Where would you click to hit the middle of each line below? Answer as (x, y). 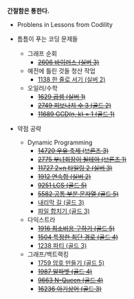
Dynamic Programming (60, 142)
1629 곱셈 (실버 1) (62, 97)
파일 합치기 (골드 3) (64, 211)
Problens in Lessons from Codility (65, 25)
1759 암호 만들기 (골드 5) (71, 263)
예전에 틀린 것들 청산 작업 (62, 71)
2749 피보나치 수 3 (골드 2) (75, 105)
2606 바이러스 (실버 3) (68, 62)
